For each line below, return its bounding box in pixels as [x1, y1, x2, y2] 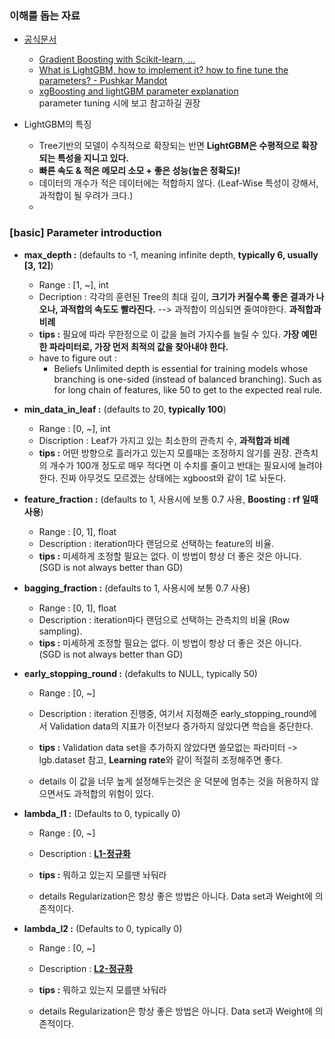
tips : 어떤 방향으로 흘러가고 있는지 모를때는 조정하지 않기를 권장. [38, 447, 292, 459]
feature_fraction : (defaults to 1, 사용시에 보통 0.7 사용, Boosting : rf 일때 [23, 493, 319, 505]
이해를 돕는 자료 [9, 8, 81, 22]
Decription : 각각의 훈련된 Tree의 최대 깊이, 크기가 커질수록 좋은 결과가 [38, 290, 315, 302]
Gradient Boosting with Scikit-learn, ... [38, 53, 196, 66]
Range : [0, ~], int [38, 422, 111, 434]
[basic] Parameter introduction [9, 226, 162, 240]
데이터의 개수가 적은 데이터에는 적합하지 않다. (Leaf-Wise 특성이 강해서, [38, 177, 319, 189]
